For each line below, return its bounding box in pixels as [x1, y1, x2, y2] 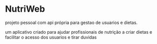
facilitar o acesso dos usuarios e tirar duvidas [5, 34, 97, 40]
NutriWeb [5, 3, 45, 15]
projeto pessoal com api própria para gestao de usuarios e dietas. [5, 20, 138, 25]
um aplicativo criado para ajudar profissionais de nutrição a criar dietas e [5, 29, 153, 35]
